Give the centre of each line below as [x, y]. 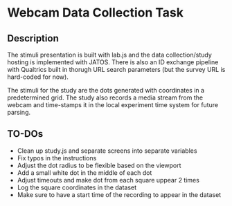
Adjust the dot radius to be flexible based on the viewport [99, 165]
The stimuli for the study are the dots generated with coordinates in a [106, 90]
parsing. [19, 112]
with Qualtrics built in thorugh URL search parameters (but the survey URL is [116, 69]
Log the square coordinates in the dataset [77, 187]
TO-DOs [25, 134]
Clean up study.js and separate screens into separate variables [107, 151]
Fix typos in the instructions [57, 158]
